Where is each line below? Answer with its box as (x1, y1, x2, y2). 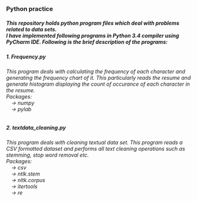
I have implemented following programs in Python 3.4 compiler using (6, 32, 179, 39)
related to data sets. (6, 25, 57, 33)
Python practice (6, 5, 53, 13)
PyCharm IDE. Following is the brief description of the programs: (6, 38, 168, 46)
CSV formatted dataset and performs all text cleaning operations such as (6, 145, 186, 153)
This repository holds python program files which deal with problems (6, 20, 180, 27)
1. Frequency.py (6, 53, 46, 60)
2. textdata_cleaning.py (6, 124, 66, 131)
